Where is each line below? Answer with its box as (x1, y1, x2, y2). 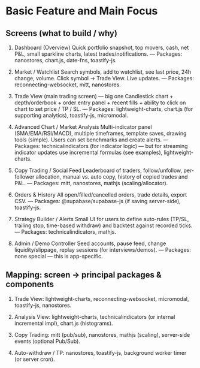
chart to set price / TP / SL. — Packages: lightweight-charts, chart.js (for (14, 105, 193, 112)
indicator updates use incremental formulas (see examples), (14, 149, 163, 156)
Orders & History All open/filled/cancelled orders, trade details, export (14, 191, 187, 198)
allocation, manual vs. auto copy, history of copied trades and (35, 173, 188, 180)
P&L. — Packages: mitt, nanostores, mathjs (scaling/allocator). (14, 180, 168, 186)
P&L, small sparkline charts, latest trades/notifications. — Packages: (14, 50, 183, 58)
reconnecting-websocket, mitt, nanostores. (14, 81, 121, 88)
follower (14, 173, 35, 180)
